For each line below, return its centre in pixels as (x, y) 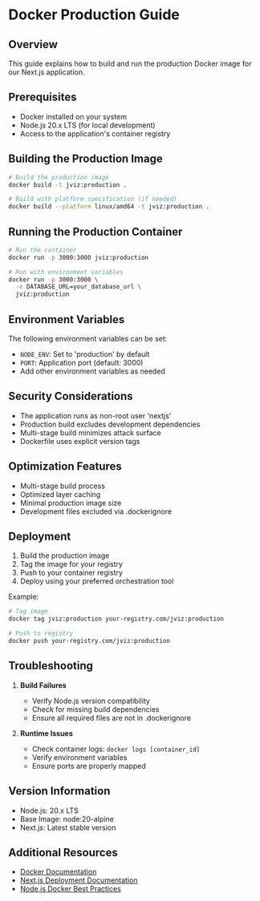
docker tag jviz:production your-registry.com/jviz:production (116, 619)
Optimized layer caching (60, 494)
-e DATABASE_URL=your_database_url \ (79, 287)
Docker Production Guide (94, 15)
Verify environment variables (79, 757)
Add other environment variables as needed (93, 371)
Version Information (59, 791)
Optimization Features (65, 467)
